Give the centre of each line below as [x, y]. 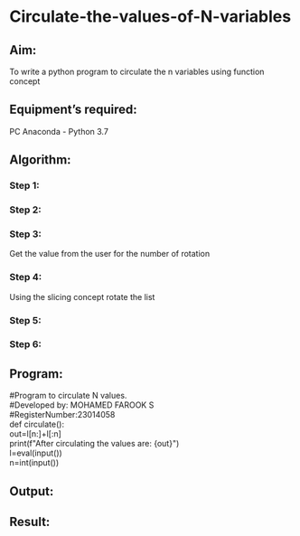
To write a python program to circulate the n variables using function [137, 71]
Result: [30, 522]
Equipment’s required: [73, 110]
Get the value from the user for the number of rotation [110, 254]
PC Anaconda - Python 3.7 [59, 131]
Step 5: [26, 320]
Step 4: [26, 277]
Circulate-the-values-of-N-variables [150, 17]
